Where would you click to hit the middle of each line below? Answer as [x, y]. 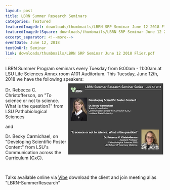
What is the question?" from [34, 106]
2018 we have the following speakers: [45, 79]
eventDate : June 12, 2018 [32, 43]
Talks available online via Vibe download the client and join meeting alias [81, 177]
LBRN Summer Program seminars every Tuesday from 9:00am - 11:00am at [83, 68]
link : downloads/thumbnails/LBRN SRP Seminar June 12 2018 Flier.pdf [80, 53]
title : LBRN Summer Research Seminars [46, 16]
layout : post [19, 11]
